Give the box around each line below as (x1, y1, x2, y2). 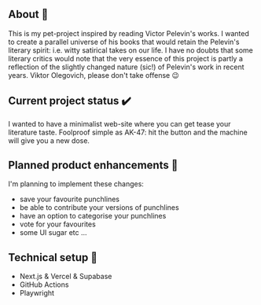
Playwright (19, 288, 55, 298)
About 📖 (8, 8, 49, 21)
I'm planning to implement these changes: (8, 179, 144, 189)
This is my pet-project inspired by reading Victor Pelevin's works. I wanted (8, 28, 250, 38)
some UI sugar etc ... (19, 228, 88, 237)
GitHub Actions (19, 280, 69, 289)
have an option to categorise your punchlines (19, 211, 167, 221)
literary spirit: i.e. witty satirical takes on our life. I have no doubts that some (8, 45, 254, 55)
